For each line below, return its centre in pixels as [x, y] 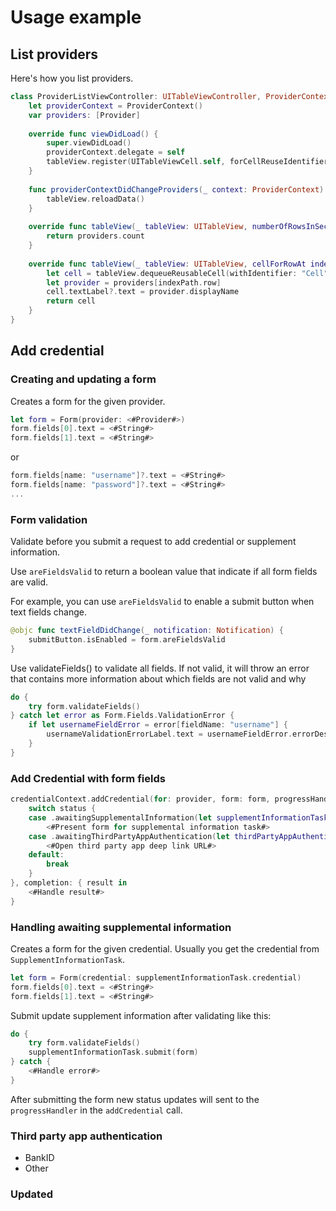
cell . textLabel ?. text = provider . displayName [143, 292]
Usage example [76, 17]
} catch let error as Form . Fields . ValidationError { [122, 716]
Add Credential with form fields [88, 778]
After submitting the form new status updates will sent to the [135, 1099]
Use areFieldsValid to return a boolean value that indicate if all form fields [164, 572]
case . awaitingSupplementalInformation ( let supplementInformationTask [178, 817]
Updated [31, 1194]
